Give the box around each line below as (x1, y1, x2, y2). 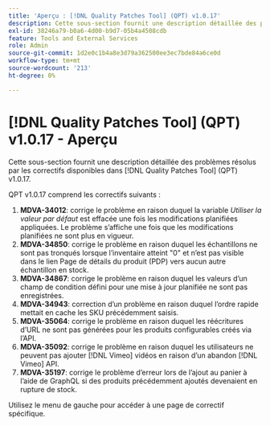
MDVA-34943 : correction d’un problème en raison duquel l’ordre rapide (19, 299, 259, 309)
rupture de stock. (19, 384, 78, 394)
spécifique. (8, 408, 46, 418)
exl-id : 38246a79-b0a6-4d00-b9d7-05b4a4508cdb (8, 27, 167, 35)
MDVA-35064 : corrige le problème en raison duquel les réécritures (19, 316, 243, 326)
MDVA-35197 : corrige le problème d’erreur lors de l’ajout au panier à (19, 367, 247, 377)
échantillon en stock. (19, 264, 90, 274)
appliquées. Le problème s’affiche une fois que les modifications (19, 222, 234, 231)
